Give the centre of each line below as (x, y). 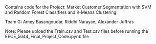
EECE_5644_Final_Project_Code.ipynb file (47, 36)
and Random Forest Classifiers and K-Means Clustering (61, 12)
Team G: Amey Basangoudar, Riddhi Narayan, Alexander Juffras (69, 22)
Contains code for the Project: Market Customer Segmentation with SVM (78, 7)
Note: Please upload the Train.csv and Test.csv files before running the (77, 31)
